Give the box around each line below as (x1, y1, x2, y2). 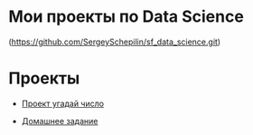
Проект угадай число (21, 98, 105, 109)
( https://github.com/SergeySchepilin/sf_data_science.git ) (8, 36, 221, 47)
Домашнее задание (21, 115, 98, 126)
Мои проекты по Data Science (8, 6, 245, 27)
